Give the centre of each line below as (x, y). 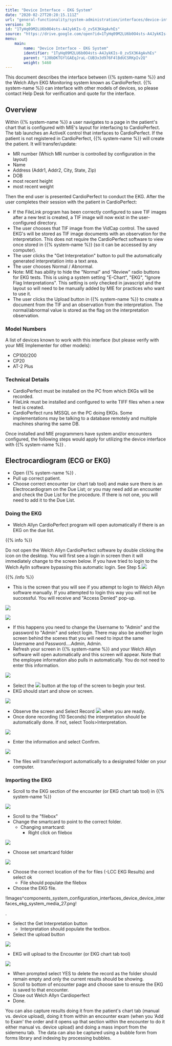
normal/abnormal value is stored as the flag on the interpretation (81, 310)
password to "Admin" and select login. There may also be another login (88, 633)
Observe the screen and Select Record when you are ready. (79, 711)
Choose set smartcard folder (43, 852)
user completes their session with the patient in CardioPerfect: (71, 202)
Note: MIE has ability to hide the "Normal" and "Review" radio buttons (86, 272)
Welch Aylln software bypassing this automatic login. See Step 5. (73, 567)
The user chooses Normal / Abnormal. (53, 267)
